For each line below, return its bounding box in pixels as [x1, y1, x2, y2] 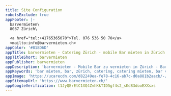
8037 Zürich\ [10, 27, 38, 32]
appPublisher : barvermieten [5, 59, 65, 64]
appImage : [5, 74, 26, 79]
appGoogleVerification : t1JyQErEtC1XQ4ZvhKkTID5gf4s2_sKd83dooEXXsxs [5, 83, 156, 88]
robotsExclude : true [5, 12, 49, 17]
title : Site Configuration [5, 7, 63, 13]
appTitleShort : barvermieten [5, 55, 67, 60]
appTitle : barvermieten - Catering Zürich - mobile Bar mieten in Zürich [5, 50, 165, 55]
